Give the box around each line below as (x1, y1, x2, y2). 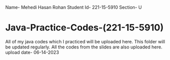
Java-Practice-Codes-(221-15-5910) (5, 22, 164, 33)
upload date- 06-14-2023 (5, 49, 59, 55)
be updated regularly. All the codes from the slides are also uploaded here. (5, 44, 162, 50)
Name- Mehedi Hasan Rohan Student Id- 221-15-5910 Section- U (5, 5, 142, 10)
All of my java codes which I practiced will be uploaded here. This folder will (5, 38, 165, 44)
